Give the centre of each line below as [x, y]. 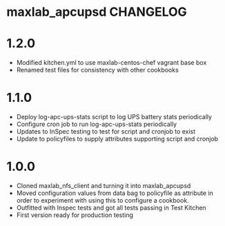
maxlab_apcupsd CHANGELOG [97, 12]
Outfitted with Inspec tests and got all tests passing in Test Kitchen [111, 208]
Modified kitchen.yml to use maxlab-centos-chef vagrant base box [111, 63]
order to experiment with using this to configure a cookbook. [102, 200]
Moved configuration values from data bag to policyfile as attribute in [115, 193]
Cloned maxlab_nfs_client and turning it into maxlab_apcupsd [104, 186]
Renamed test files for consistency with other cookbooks [97, 70]
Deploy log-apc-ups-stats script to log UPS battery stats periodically [114, 117]
